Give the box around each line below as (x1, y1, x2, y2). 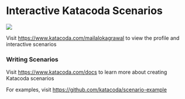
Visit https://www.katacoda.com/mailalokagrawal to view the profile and (6, 34, 180, 42)
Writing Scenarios (6, 55, 59, 63)
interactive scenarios (6, 40, 57, 47)
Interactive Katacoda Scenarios (6, 4, 163, 18)
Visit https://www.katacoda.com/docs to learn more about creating (6, 69, 167, 76)
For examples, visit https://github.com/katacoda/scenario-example (6, 86, 167, 93)
